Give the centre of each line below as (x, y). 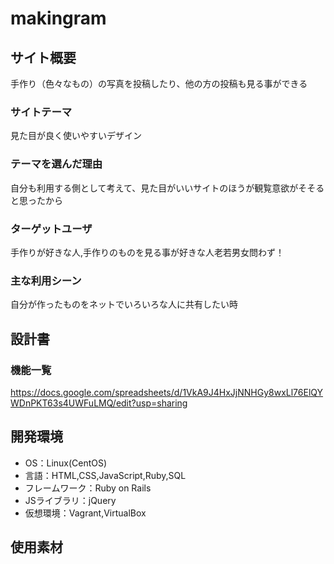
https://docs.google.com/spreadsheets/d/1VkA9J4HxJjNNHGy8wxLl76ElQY (167, 392)
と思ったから (36, 200)
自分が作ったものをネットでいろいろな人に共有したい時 (124, 304)
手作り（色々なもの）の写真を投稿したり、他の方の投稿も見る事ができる (159, 83)
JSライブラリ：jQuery (70, 500)
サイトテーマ (41, 112)
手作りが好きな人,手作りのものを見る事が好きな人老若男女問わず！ (147, 252)
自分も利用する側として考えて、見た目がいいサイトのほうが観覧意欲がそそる (167, 188)
